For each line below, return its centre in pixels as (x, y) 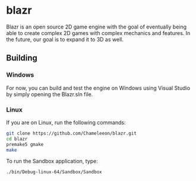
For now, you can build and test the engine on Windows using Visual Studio (98, 88)
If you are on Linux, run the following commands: (66, 122)
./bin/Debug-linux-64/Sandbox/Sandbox (54, 172)
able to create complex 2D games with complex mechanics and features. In (98, 33)
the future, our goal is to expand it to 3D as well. (65, 39)
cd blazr (17, 139)
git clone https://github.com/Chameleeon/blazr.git (71, 133)
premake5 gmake (25, 144)
